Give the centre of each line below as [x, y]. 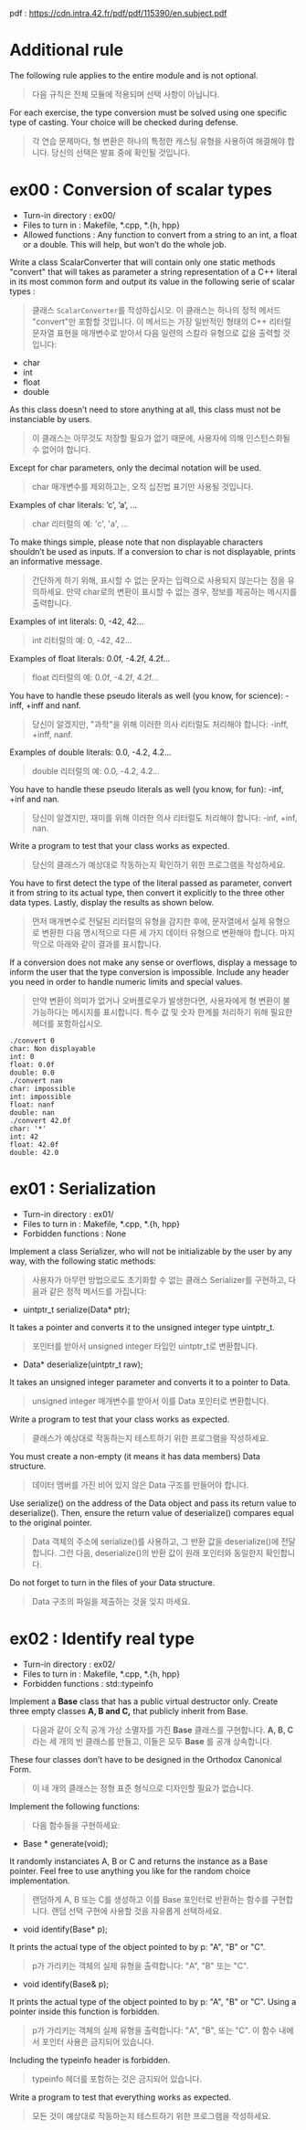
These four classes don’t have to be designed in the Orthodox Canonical [146, 1759]
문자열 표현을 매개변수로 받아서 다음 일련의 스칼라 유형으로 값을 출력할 [156, 333]
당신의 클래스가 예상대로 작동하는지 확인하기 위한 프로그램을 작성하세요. [158, 864]
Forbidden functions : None [74, 1234]
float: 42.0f [34, 1144]
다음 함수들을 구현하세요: [76, 1825]
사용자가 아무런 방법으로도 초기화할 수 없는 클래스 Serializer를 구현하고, [159, 1279]
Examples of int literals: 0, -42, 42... [77, 621]
